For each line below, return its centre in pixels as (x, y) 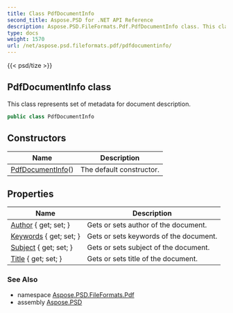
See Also (23, 280)
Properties (31, 194)
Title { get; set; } (36, 259)
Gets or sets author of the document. (147, 225)
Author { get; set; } (41, 225)
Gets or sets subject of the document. (148, 248)
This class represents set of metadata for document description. (99, 104)
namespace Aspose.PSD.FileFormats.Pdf (76, 294)
